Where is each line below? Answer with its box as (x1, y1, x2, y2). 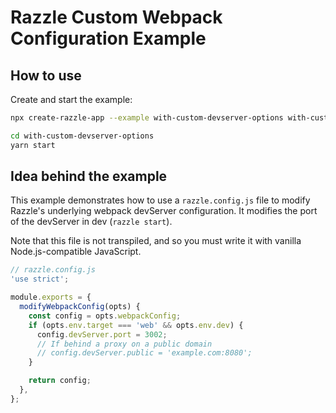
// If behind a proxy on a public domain (36, 339, 213, 349)
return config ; (28, 376, 92, 386)
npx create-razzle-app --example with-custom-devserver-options (10, 113, 284, 123)
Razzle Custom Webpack (10, 6, 223, 29)
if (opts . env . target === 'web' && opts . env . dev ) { (28, 320, 244, 330)
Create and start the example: (10, 94, 133, 105)
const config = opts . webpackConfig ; (28, 311, 182, 321)
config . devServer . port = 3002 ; (36, 329, 168, 340)
